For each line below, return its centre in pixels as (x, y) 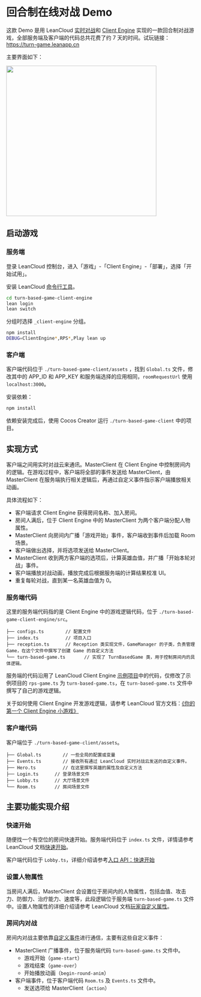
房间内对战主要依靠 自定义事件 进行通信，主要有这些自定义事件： (85, 937)
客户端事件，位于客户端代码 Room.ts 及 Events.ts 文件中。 (87, 980)
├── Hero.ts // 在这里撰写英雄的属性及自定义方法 (74, 768)
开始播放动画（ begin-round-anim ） (67, 973)
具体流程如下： (25, 499)
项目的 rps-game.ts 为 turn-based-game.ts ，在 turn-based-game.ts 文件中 (102, 683)
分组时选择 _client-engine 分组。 (48, 321)
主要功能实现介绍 (38, 807)
